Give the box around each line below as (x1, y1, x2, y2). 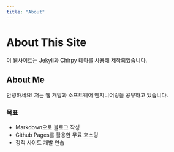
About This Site (6, 35, 87, 49)
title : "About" (6, 9, 45, 15)
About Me (6, 74, 45, 85)
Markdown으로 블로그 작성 (15, 123, 80, 131)
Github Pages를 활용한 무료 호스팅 (15, 131, 99, 139)
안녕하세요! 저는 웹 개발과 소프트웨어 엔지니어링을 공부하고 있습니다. (6, 91, 168, 99)
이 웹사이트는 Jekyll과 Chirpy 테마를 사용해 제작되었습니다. (6, 56, 148, 64)
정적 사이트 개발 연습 (15, 139, 65, 146)
